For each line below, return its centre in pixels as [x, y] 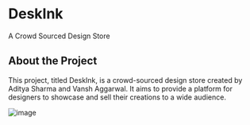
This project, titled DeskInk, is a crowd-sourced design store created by [125, 80]
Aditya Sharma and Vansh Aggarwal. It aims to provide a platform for [120, 88]
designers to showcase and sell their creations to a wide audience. [117, 97]
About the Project [53, 61]
